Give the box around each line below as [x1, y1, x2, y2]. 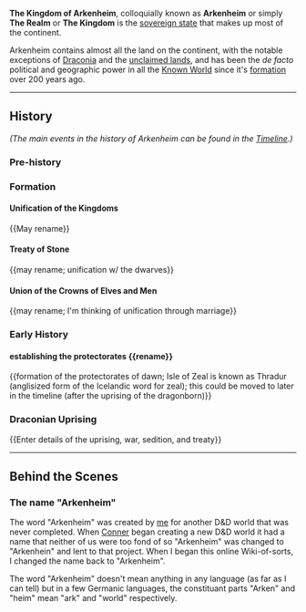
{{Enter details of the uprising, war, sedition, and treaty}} [9, 433, 222, 445]
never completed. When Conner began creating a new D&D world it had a [9, 526, 285, 537]
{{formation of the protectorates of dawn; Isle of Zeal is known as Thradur [9, 371, 287, 382]
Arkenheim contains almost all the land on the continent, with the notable [9, 45, 283, 56]
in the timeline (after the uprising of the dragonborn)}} [9, 390, 212, 401]
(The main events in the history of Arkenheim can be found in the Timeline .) [9, 132, 293, 144]
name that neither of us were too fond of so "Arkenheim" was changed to [9, 536, 284, 547]
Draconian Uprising [9, 413, 97, 426]
